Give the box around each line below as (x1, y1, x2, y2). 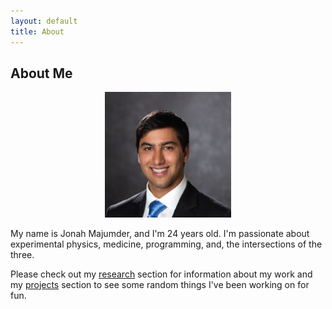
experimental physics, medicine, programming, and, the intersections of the (10, 238, 323, 250)
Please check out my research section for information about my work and (10, 268, 313, 280)
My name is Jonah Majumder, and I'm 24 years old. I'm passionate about (10, 227, 310, 239)
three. (10, 248, 35, 260)
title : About (10, 26, 65, 37)
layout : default (10, 16, 78, 26)
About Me (10, 65, 73, 82)
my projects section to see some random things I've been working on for (10, 278, 310, 290)
